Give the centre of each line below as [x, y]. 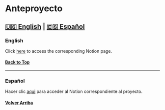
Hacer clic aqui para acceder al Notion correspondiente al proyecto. [74, 91]
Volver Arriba [19, 103]
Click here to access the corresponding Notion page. [59, 51]
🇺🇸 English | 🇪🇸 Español [45, 27]
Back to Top [17, 62]
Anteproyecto [34, 9]
